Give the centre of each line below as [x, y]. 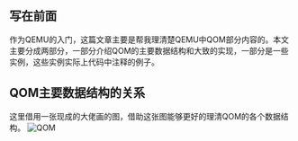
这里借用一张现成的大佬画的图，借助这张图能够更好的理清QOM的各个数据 [145, 116]
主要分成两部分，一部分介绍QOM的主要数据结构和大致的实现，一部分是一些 [149, 50]
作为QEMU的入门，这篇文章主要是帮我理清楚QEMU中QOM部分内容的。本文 [149, 40]
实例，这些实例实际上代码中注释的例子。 [84, 62]
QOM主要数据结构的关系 [77, 93]
